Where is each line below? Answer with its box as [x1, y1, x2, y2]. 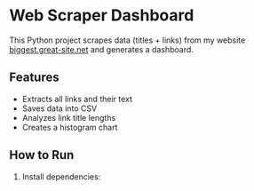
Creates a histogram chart [21, 122, 118, 132]
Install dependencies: [21, 171, 101, 182]
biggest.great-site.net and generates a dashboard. [9, 44, 194, 54]
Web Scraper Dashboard [9, 5, 194, 26]
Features [9, 70, 60, 85]
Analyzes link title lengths [21, 112, 116, 123]
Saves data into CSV [21, 103, 98, 114]
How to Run [9, 147, 75, 163]
